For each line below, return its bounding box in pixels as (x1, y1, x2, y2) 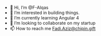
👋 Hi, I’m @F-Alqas (9, 5, 49, 10)
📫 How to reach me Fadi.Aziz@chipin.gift (9, 26, 96, 31)
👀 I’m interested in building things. (9, 10, 80, 16)
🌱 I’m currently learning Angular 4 (9, 15, 80, 20)
